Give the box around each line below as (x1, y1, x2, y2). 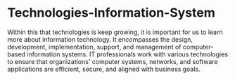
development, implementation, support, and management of (7, 42, 182, 51)
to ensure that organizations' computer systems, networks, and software (7, 57, 218, 65)
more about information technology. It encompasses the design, (7, 35, 193, 43)
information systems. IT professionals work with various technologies (27, 50, 229, 58)
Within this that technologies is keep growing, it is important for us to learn (7, 28, 223, 36)
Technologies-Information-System (7, 5, 216, 21)
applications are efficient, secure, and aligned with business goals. (7, 65, 201, 73)
